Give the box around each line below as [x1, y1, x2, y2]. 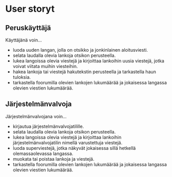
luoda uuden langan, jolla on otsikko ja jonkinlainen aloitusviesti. [12, 47, 148, 53]
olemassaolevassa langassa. [12, 150, 73, 157]
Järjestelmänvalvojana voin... [5, 113, 67, 119]
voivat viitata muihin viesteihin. [12, 63, 78, 69]
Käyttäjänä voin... [5, 37, 42, 43]
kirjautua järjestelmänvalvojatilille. [12, 123, 84, 129]
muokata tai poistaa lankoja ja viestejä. [12, 156, 94, 162]
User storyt [5, 3, 55, 15]
